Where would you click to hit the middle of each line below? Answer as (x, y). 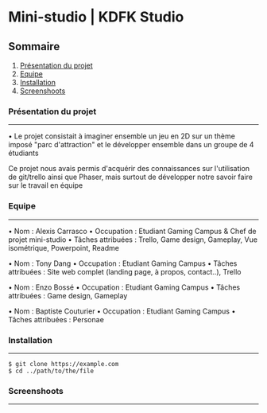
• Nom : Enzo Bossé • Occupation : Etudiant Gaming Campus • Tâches (124, 287)
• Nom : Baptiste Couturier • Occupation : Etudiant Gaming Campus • (122, 311)
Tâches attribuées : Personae (56, 319)
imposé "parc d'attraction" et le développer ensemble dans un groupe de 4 (131, 145)
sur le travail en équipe (46, 185)
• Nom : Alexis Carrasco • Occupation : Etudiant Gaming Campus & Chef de (132, 231)
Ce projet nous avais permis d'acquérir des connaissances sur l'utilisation (129, 169)
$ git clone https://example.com (64, 364)
